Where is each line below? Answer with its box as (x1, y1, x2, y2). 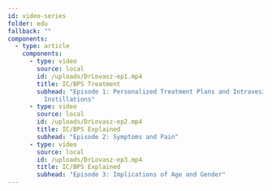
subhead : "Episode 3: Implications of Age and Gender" (37, 171, 227, 179)
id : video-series (7, 11, 67, 20)
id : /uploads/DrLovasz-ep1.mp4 (37, 72, 143, 80)
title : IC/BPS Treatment (37, 80, 121, 88)
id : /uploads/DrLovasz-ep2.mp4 (37, 118, 143, 126)
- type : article (15, 42, 70, 50)
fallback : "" (7, 27, 52, 35)
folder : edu (7, 20, 48, 28)
